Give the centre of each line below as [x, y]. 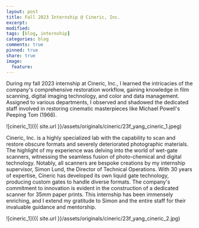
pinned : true [22, 50]
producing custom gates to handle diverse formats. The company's [88, 182]
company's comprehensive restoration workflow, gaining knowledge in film [98, 90]
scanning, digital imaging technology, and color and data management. [93, 96]
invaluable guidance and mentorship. [51, 207]
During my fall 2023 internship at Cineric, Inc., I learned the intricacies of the [99, 84]
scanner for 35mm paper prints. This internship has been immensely [90, 195]
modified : [18, 28]
